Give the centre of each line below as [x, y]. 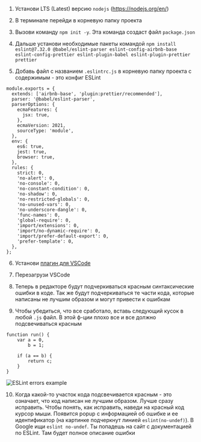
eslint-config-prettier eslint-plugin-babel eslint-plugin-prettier [103, 55]
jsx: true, [36, 115]
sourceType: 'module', [45, 131]
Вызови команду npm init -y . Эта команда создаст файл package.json [105, 32]
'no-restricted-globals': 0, [54, 199]
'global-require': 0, [44, 220]
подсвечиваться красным [48, 324]
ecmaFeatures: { [38, 110]
